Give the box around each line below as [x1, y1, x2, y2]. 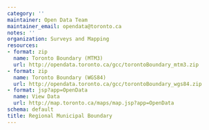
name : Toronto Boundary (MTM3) [13, 55, 103, 62]
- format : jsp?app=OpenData [7, 87, 88, 94]
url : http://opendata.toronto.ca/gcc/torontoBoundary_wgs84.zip [13, 80, 202, 87]
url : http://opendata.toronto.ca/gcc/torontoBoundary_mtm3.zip [13, 61, 199, 68]
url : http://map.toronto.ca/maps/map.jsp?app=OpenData [13, 100, 175, 107]
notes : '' [7, 29, 36, 36]
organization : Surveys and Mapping [7, 36, 110, 43]
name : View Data [13, 94, 60, 100]
